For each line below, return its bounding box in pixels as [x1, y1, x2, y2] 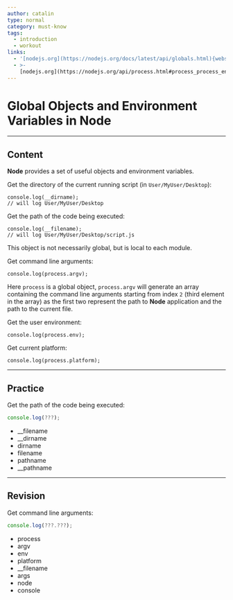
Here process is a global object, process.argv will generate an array [7, 283, 200, 291]
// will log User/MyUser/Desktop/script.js [7, 231, 135, 239]
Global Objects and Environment [7, 98, 198, 114]
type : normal [7, 17, 45, 24]
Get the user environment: [7, 318, 82, 326]
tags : [7, 29, 23, 37]
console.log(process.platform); [7, 358, 101, 364]
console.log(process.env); [7, 332, 85, 339]
